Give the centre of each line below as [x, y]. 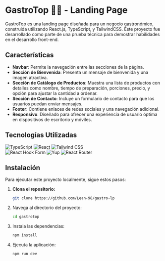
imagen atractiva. [30, 77]
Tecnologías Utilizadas [41, 135]
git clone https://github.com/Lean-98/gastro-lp [63, 198]
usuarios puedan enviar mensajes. [47, 104]
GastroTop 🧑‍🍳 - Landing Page [66, 10]
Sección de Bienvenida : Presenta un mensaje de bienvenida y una [80, 72]
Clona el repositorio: [34, 189]
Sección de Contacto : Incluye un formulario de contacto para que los [83, 98]
